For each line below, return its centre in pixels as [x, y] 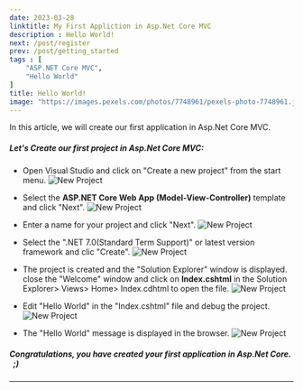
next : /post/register [50, 43]
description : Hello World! [62, 34]
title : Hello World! [48, 93]
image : [22, 102]
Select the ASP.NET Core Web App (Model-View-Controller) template [154, 198]
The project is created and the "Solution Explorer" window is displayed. [155, 270]
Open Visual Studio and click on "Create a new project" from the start [151, 171]
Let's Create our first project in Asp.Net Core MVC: [107, 148]
